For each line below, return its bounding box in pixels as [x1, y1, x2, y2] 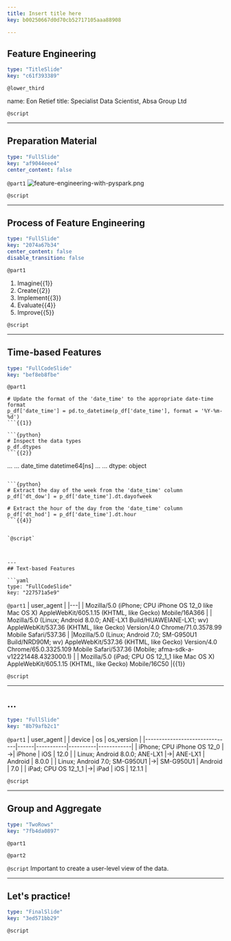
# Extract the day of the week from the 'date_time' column [7, 487, 184, 494]
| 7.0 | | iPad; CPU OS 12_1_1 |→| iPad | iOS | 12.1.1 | [7, 764, 148, 773]
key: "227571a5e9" [7, 589, 60, 597]
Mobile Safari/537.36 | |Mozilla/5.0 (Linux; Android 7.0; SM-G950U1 [7, 630, 197, 639]
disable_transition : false [7, 254, 85, 261]
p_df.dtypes [7, 444, 41, 451]
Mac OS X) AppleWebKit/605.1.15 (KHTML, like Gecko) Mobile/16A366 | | [7, 609, 212, 617]
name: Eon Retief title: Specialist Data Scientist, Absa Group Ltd [7, 97, 187, 105]
